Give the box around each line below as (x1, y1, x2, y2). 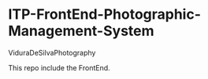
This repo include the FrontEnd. (8, 63, 110, 72)
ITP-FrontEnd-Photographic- (8, 5, 202, 23)
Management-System (8, 22, 155, 40)
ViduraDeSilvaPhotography (8, 48, 96, 57)
